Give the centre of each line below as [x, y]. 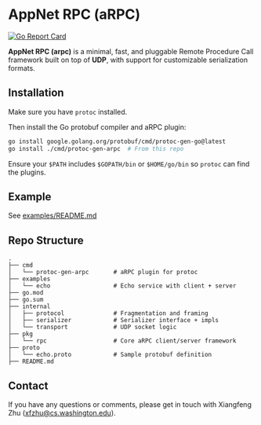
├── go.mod [26, 293]
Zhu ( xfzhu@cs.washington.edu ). [62, 412]
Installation [36, 93]
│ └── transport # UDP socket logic [92, 328]
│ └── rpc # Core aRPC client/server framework [122, 341]
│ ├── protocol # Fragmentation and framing [109, 313]
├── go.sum [26, 300]
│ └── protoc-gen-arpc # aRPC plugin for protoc [103, 273]
